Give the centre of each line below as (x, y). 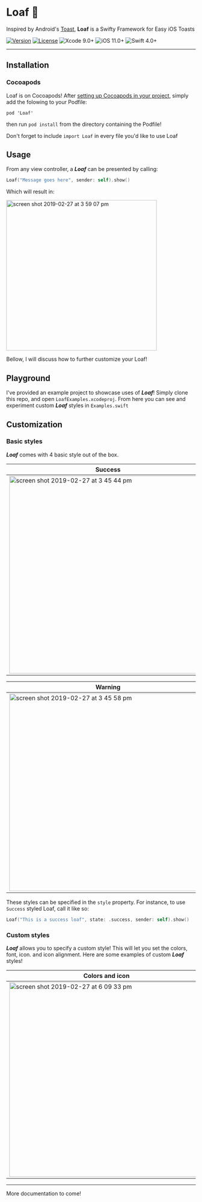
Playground (28, 378)
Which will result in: (30, 192)
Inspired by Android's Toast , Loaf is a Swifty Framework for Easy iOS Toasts (101, 29)
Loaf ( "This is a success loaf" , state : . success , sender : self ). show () (98, 920)
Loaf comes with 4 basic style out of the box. (63, 455)
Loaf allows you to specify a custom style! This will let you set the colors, (97, 948)
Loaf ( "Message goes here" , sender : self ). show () (68, 180)
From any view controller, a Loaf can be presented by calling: (82, 169)
